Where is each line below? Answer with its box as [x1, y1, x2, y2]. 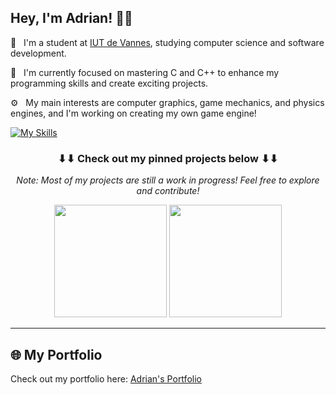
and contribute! [136, 185, 200, 197]
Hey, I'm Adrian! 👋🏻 [10, 10, 133, 27]
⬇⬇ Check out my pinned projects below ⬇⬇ [57, 151, 279, 165]
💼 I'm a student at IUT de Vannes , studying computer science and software [10, 36, 325, 48]
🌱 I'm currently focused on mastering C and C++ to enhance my [10, 66, 280, 78]
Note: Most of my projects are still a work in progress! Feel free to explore [16, 174, 320, 186]
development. [10, 47, 67, 59]
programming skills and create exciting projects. [10, 77, 209, 89]
